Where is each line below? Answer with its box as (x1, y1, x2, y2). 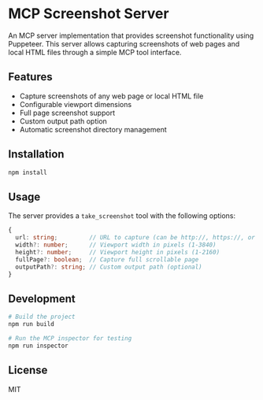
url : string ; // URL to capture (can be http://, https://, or (15, 234, 256, 242)
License (8, 364, 48, 377)
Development (8, 292, 76, 306)
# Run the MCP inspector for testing (8, 334, 132, 343)
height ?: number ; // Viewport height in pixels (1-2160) (15, 248, 220, 256)
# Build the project (8, 313, 76, 321)
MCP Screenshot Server (8, 5, 169, 23)
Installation (8, 147, 65, 161)
